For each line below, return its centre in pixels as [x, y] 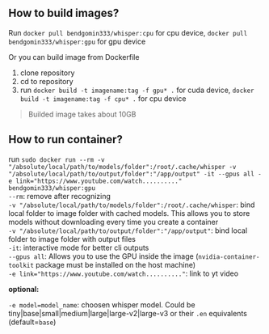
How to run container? [65, 140]
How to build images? [64, 13]
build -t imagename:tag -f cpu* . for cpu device [103, 98]
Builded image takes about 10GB [82, 114]
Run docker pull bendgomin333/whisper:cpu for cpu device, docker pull [128, 32]
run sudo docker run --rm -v [57, 159]
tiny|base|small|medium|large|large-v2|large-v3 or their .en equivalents [128, 313]
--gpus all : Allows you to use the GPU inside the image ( [103, 256]
